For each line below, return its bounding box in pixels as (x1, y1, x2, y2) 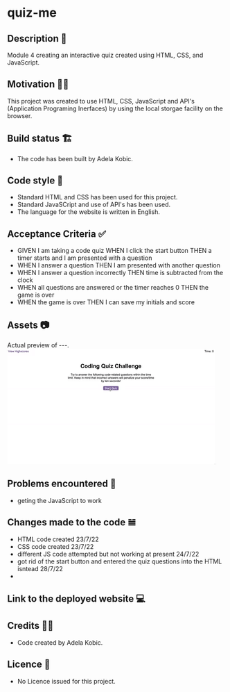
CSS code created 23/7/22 (17, 542, 94, 550)
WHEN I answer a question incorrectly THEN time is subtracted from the (17, 269, 224, 277)
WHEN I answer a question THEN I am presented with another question (17, 261, 220, 270)
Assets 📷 (7, 319, 50, 331)
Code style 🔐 (7, 175, 64, 187)
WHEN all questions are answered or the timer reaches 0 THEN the (17, 283, 209, 292)
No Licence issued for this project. (17, 677, 116, 685)
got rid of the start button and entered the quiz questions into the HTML (17, 557, 222, 566)
